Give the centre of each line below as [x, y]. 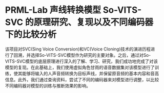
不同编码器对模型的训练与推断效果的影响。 [48, 86]
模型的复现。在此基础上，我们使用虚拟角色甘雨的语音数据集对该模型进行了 [80, 67]
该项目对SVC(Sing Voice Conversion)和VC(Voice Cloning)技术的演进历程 [78, 49]
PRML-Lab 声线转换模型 [53, 10]
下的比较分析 [31, 35]
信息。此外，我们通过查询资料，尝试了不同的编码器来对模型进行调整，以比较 [82, 79]
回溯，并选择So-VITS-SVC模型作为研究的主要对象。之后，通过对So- [82, 55]
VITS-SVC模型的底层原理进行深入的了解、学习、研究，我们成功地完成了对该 [82, 61]
